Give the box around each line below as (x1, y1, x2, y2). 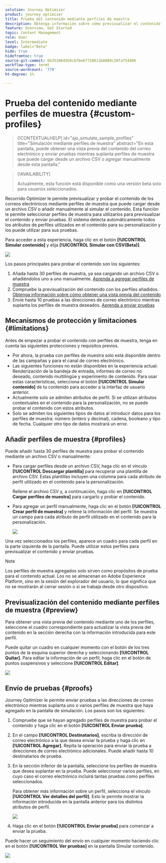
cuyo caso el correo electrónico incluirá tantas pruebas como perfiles (12, 773, 155, 779)
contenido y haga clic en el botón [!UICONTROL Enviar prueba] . (12, 723, 144, 729)
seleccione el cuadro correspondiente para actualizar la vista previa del (5, 624, 151, 630)
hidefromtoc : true (5, 53, 43, 59)
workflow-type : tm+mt (5, 62, 50, 67)
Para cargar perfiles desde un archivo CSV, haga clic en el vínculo (12, 463, 147, 469)
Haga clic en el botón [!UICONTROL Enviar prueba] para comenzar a (12, 823, 154, 829)
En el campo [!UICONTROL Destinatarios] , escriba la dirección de (12, 732, 148, 738)
